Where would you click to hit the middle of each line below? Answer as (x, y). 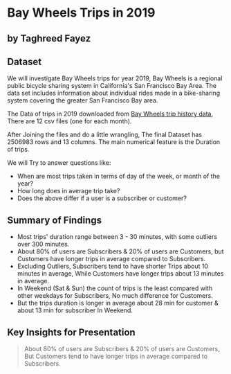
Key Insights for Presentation (72, 332)
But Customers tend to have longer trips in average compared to (116, 356)
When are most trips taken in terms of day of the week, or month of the (118, 176)
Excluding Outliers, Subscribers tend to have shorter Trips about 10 (113, 266)
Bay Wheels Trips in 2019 (81, 13)
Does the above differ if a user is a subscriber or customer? (102, 198)
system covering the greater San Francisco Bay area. (83, 100)
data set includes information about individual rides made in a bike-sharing (114, 93)
